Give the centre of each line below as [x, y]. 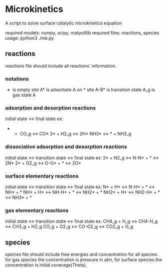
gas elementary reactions [37, 210]
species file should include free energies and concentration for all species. [82, 254]
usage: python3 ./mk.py [29, 38]
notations [17, 78]
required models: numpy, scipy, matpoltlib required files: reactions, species [82, 32]
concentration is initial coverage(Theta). [46, 265]
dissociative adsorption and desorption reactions [66, 147]
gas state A [24, 95]
